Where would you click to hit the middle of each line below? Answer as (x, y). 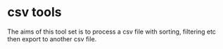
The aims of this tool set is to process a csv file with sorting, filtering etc (112, 31)
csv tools (34, 12)
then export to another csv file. (52, 38)
